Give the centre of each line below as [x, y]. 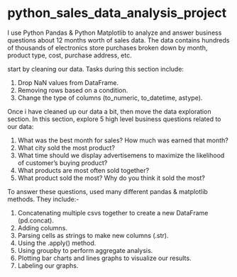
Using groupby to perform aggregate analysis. [85, 250]
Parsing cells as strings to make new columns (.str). [93, 235]
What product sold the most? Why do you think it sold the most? [111, 178]
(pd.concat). [36, 220]
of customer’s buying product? [62, 163]
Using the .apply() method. [57, 243]
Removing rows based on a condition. [73, 90]
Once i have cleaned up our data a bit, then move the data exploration [109, 111]
